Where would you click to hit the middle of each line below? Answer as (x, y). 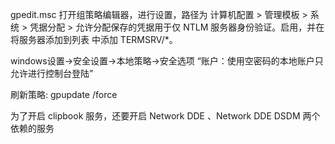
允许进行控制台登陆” (52, 73)
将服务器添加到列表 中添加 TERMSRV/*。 (94, 39)
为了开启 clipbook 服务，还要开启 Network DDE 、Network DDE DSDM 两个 (165, 116)
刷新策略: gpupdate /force (64, 94)
